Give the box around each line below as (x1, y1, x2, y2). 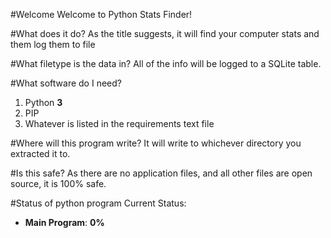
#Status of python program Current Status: (10, 197, 187, 209)
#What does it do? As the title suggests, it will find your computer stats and (10, 28, 320, 39)
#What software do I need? (10, 77, 122, 89)
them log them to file (10, 39, 96, 50)
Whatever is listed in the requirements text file (24, 118, 215, 129)
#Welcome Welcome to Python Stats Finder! (10, 9, 193, 20)
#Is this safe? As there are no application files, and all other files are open (10, 167, 313, 179)
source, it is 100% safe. (10, 178, 107, 189)
